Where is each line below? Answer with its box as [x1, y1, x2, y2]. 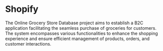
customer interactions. [5, 41, 51, 47]
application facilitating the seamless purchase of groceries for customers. [5, 25, 157, 31]
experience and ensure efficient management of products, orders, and [5, 36, 150, 42]
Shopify [5, 3, 39, 15]
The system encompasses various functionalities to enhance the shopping [5, 30, 158, 36]
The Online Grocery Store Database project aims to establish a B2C [5, 20, 144, 26]
